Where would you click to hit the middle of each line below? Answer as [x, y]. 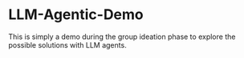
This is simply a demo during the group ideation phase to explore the [122, 37]
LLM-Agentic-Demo [76, 15]
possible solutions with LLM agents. [67, 44]
